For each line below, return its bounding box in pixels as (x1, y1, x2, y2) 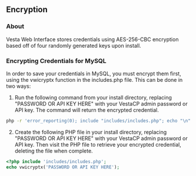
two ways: (6, 82, 31, 89)
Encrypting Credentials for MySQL (6, 57, 107, 65)
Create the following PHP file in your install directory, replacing (14, 128, 167, 135)
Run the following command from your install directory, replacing (14, 94, 172, 101)
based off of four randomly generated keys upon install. (6, 42, 141, 49)
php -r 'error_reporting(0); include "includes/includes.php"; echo (6, 118, 178, 124)
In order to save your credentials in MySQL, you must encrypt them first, (6, 70, 181, 77)
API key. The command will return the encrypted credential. (14, 106, 159, 114)
